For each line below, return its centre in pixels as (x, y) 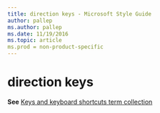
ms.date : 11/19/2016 (38, 34)
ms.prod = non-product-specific (55, 47)
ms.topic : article (35, 41)
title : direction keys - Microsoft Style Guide (80, 14)
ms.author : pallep (35, 27)
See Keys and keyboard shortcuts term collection (80, 102)
